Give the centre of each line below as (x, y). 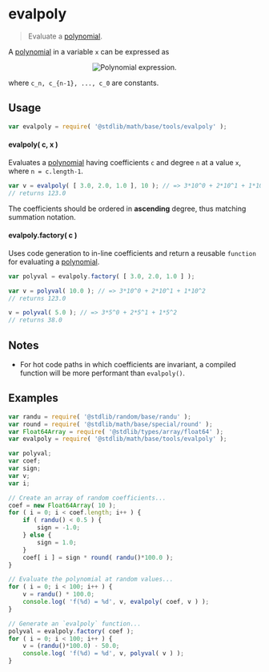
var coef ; (25, 461)
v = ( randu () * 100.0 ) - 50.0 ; (71, 646)
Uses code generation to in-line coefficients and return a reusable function (132, 253)
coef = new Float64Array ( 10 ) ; (62, 505)
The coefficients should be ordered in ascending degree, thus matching (127, 208)
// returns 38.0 (35, 320)
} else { (37, 535)
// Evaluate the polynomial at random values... (91, 579)
